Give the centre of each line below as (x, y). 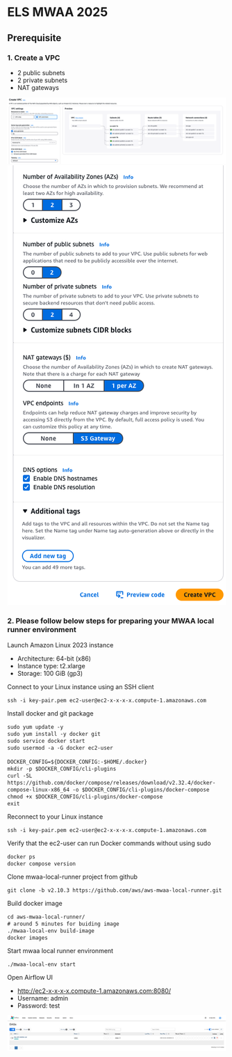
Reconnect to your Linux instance (55, 817)
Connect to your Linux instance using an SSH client (81, 686)
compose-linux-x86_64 (39, 789)
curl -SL (20, 776)
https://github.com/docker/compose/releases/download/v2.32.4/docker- (111, 782)
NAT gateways (38, 87)
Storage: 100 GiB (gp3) (50, 673)
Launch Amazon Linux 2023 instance (60, 645)
